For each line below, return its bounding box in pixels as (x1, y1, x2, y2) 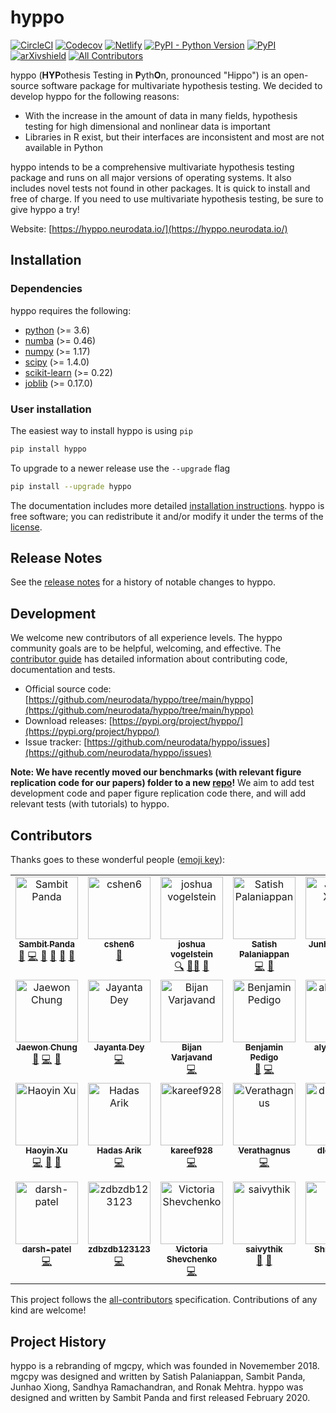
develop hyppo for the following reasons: (10, 90, 180, 102)
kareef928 (170, 1145, 213, 1156)
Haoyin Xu (25, 1145, 68, 1156)
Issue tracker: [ (24, 736, 88, 748)
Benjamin (244, 1042, 284, 1053)
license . (10, 521, 43, 533)
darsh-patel (21, 1244, 72, 1255)
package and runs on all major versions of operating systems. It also (10, 171, 292, 183)
